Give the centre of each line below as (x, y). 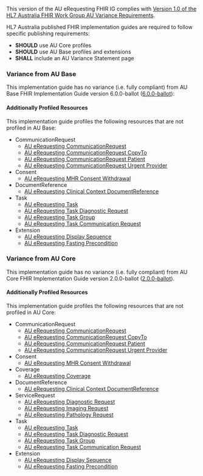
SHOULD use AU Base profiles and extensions (73, 52)
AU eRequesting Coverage (57, 376)
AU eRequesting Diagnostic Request (70, 402)
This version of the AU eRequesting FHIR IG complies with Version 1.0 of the (101, 9)
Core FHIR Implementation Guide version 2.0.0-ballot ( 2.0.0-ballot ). (91, 278)
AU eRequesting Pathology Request (69, 415)
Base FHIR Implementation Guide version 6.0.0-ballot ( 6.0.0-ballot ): (91, 94)
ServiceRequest (35, 395)
